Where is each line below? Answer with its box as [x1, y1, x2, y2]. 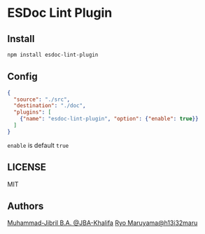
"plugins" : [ [13, 109, 52, 116]
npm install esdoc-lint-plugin [7, 51, 99, 58]
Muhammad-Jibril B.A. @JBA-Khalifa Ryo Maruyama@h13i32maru [7, 219, 198, 227]
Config [7, 71, 38, 83]
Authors [7, 200, 44, 212]
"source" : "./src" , [13, 96, 71, 103]
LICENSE [7, 161, 47, 173]
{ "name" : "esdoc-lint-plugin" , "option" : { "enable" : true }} [20, 116, 199, 123]
